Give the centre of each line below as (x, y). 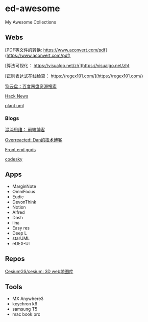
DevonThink (24, 202)
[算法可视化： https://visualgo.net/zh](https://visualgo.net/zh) (67, 65)
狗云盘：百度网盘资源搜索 (31, 86)
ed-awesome (33, 9)
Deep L (19, 233)
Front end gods (20, 150)
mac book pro (26, 314)
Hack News (17, 96)
